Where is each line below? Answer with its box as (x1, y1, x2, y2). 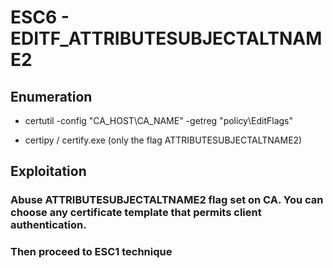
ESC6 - (10, 6, 70, 29)
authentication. (10, 218, 87, 232)
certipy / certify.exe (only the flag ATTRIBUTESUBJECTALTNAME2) (24, 134, 303, 146)
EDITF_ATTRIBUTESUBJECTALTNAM (10, 27, 323, 50)
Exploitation (10, 163, 87, 180)
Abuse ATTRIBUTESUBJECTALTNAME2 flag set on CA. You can (10, 193, 324, 207)
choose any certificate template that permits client (10, 206, 262, 220)
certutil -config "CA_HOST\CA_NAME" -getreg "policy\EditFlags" (24, 115, 293, 126)
